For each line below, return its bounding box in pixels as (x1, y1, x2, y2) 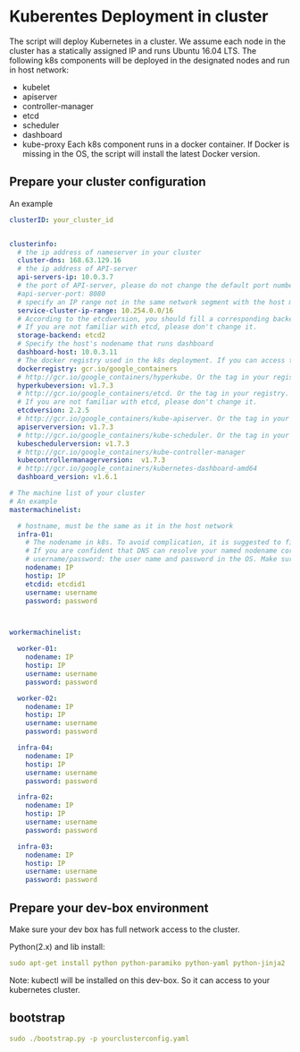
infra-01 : (17, 530, 54, 539)
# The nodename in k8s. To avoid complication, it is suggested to (25, 538, 281, 547)
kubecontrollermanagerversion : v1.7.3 (17, 456, 166, 465)
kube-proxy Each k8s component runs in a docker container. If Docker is (21, 139, 290, 150)
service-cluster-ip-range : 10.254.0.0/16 (17, 306, 174, 315)
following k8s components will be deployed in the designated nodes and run (9, 55, 290, 65)
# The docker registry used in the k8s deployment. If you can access (17, 355, 286, 364)
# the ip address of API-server (17, 264, 138, 274)
